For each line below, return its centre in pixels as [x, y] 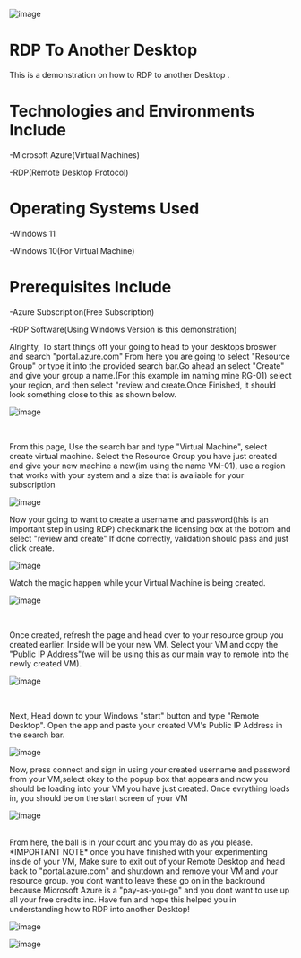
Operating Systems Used [104, 209]
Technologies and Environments [132, 111]
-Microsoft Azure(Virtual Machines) [75, 155]
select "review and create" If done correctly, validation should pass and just [149, 538]
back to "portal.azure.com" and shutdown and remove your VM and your [144, 871]
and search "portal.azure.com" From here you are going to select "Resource [150, 356]
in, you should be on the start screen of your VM [99, 797]
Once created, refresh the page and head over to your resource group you [146, 635]
